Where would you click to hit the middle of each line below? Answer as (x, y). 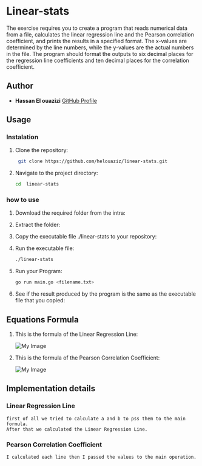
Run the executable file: (45, 248)
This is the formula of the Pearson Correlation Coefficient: (87, 358)
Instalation (22, 137)
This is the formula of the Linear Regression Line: (76, 334)
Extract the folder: (38, 225)
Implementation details (51, 388)
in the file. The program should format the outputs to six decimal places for (100, 54)
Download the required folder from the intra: (70, 213)
